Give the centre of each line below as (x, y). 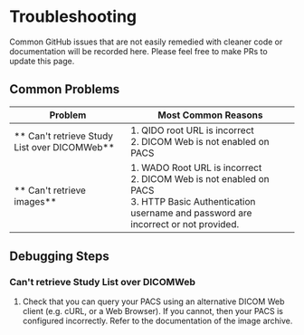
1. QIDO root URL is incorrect (193, 130)
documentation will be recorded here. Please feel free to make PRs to (139, 51)
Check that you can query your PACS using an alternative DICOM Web (153, 301)
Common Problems (65, 89)
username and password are (191, 213)
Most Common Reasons (210, 115)
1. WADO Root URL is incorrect (196, 167)
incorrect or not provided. (185, 224)
